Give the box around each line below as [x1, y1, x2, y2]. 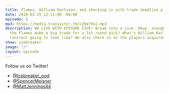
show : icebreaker [5, 40, 42, 45]
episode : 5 [5, 16, 28, 21]
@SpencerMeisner [12, 78, 52, 84]
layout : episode [5, 49, 39, 54]
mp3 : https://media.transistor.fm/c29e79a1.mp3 [5, 21, 107, 26]
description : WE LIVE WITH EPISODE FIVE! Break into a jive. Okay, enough [5, 26, 165, 31]
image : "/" [5, 44, 28, 49]
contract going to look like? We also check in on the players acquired [10, 35, 165, 40]
